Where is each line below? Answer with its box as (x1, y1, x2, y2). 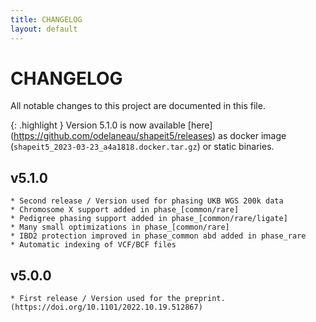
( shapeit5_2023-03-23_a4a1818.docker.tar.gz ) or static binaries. (10, 141, 275, 153)
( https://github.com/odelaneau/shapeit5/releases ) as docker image (10, 130, 287, 142)
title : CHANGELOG (10, 14, 83, 25)
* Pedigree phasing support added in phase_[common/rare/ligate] (10, 214, 288, 224)
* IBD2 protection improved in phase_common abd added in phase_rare (10, 231, 307, 241)
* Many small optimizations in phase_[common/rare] (10, 222, 230, 233)
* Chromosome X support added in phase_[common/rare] (10, 205, 240, 215)
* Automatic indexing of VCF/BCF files (10, 240, 177, 250)
